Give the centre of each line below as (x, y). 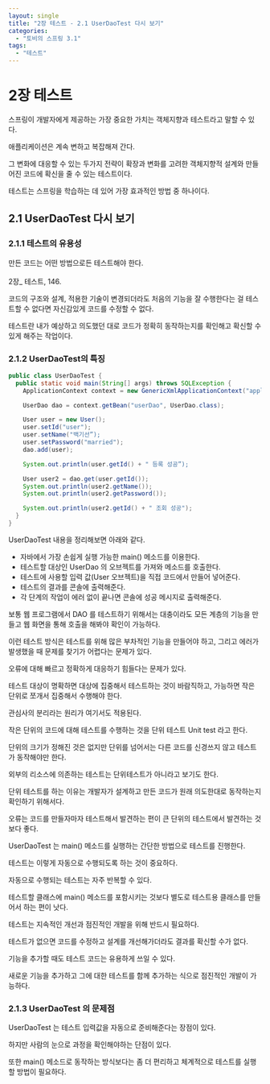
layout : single (34, 16)
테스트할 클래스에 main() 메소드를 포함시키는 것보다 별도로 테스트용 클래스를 (127, 897)
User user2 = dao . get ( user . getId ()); (86, 479)
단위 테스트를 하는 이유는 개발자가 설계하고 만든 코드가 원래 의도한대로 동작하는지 (135, 791)
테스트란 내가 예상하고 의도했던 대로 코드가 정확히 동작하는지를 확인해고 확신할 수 (135, 325)
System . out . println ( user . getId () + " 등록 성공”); (106, 464)
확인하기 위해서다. (37, 801)
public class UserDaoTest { (55, 375)
